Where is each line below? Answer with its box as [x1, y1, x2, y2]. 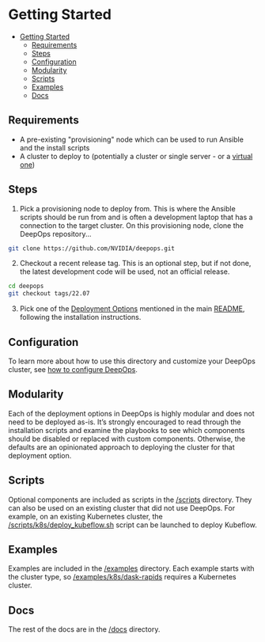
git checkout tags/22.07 [8, 290, 90, 298]
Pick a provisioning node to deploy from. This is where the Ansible [19, 203, 236, 213]
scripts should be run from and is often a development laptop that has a [19, 212, 253, 222]
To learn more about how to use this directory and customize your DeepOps [8, 356, 256, 366]
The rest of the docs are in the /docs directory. [8, 625, 161, 634]
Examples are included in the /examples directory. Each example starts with [8, 564, 255, 573]
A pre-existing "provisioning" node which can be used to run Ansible [19, 135, 244, 144]
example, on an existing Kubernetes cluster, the [8, 511, 164, 521]
